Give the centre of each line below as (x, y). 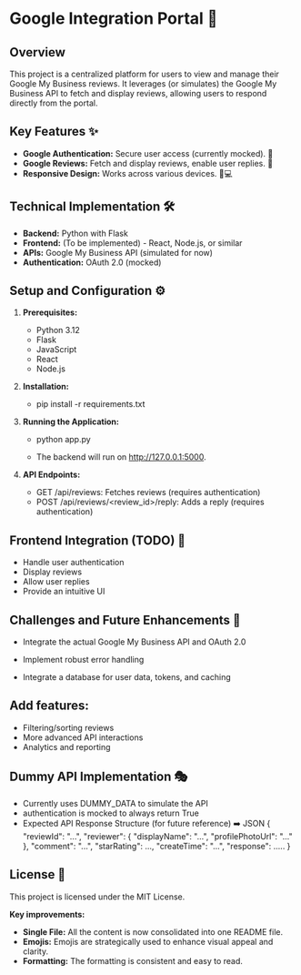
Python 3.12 (58, 330)
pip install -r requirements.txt (90, 404)
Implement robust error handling (83, 660)
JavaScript (56, 350)
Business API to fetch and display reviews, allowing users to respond (138, 93)
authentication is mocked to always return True (111, 813)
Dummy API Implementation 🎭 (99, 777)
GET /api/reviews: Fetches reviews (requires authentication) (148, 493)
